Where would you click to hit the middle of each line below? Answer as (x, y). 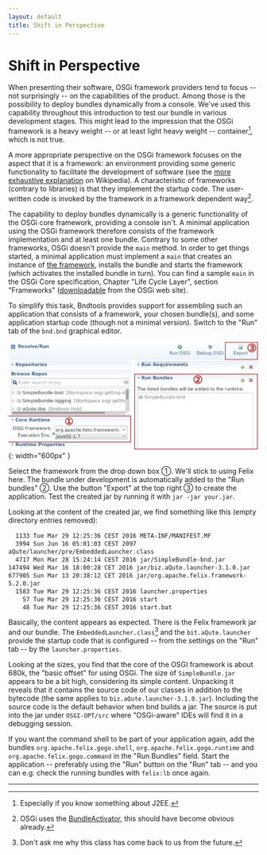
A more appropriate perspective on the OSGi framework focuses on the (125, 155)
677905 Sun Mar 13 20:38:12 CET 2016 (71, 576)
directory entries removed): (53, 520)
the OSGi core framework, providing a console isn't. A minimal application (129, 222)
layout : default (35, 17)
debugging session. (41, 723)
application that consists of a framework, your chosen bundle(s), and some (131, 313)
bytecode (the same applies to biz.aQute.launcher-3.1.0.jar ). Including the (133, 698)
